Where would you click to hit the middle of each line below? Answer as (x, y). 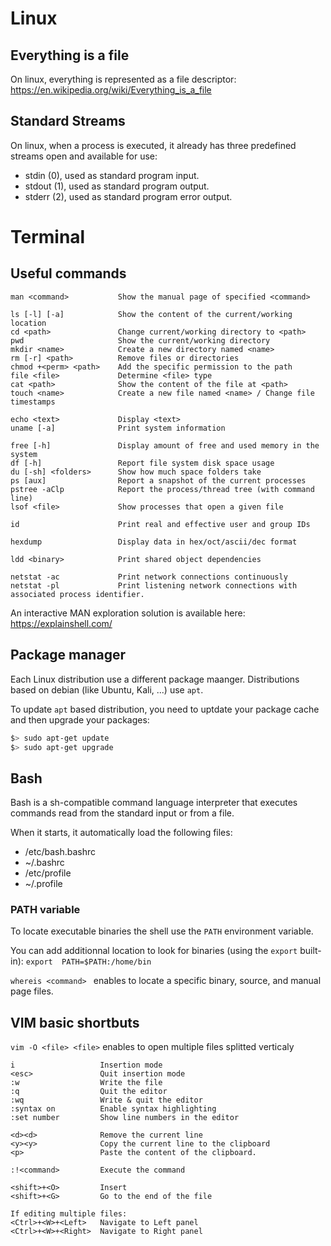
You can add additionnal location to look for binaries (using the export (154, 951)
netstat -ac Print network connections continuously (149, 577)
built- (310, 951)
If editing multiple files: (69, 1214)
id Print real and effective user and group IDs (160, 524)
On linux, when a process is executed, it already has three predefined (153, 145)
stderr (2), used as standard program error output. (128, 196)
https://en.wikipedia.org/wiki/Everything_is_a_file (111, 90)
